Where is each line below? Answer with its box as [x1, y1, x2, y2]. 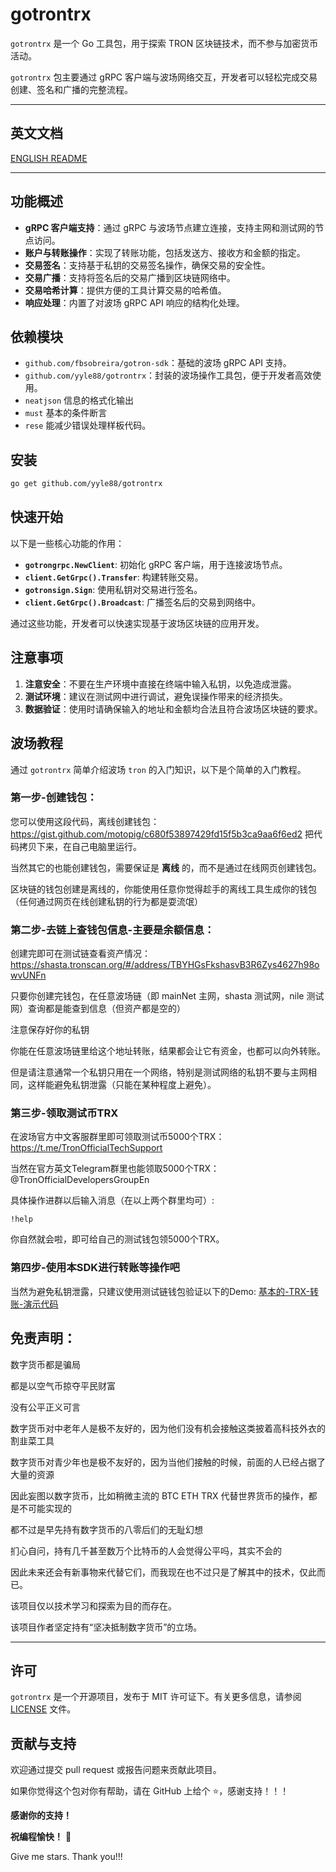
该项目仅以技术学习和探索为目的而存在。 [10, 1599, 177, 1612]
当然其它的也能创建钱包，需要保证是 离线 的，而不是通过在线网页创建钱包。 [10, 861, 322, 873]
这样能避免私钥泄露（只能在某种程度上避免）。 [27, 1079, 217, 1091]
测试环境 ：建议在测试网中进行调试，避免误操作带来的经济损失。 [24, 690, 288, 702]
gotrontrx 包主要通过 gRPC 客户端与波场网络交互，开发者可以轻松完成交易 [10, 71, 318, 83]
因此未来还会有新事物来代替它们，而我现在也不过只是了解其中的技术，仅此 [10, 1566, 317, 1578]
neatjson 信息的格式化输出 [24, 394, 135, 407]
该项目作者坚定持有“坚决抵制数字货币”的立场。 [10, 1621, 203, 1633]
